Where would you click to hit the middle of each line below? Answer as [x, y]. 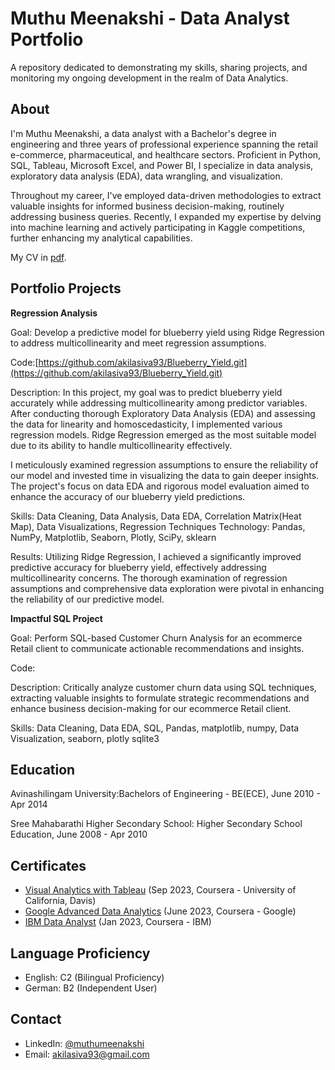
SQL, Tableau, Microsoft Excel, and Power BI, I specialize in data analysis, [162, 165]
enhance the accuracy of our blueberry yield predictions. [128, 496]
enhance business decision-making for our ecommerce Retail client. [151, 708]
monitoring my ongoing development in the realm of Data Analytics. [149, 78]
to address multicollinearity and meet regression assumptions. [138, 343]
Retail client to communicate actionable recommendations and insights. [157, 648]
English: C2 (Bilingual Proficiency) [94, 977]
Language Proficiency [80, 953]
